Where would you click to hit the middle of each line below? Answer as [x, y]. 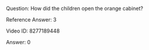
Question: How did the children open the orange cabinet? [75, 8]
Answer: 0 [18, 42]
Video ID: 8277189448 [33, 31]
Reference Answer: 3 [31, 19]
